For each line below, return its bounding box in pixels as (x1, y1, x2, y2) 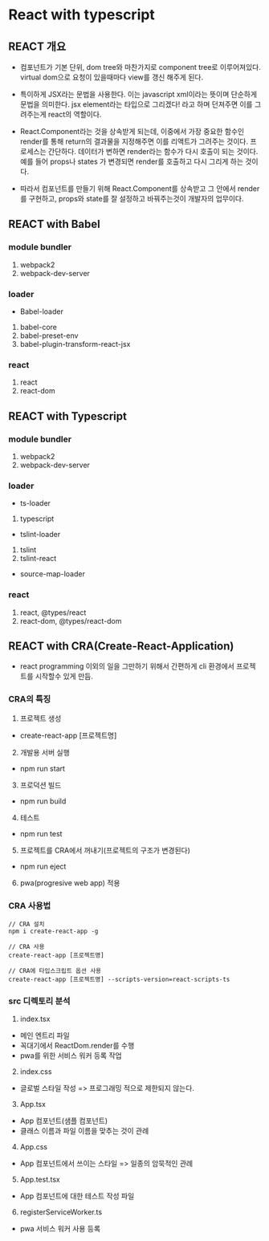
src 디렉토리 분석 (8, 995, 71, 1007)
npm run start (19, 763, 66, 773)
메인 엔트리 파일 (19, 1031, 70, 1040)
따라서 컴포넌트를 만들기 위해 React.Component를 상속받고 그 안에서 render (19, 184, 260, 193)
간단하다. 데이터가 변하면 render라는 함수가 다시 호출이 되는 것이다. (47, 147, 259, 156)
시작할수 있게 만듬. (35, 672, 94, 682)
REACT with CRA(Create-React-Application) (8, 639, 234, 653)
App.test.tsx (19, 1174, 60, 1185)
